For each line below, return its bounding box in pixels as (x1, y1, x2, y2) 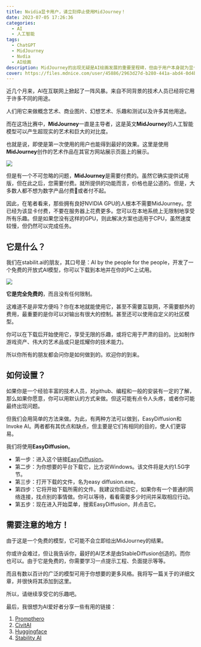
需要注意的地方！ (6, 520, 69, 530)
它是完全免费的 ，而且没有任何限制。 (6, 290, 96, 298)
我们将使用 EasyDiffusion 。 (6, 442, 74, 450)
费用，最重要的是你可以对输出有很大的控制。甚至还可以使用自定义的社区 (6, 310, 184, 318)
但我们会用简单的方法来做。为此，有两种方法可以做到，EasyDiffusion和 (6, 415, 182, 422)
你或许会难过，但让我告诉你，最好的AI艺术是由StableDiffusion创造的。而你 (6, 550, 191, 557)
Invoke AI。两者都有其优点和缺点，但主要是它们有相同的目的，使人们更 (6, 423, 181, 430)
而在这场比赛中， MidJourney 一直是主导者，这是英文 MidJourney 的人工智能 (6, 121, 194, 128)
